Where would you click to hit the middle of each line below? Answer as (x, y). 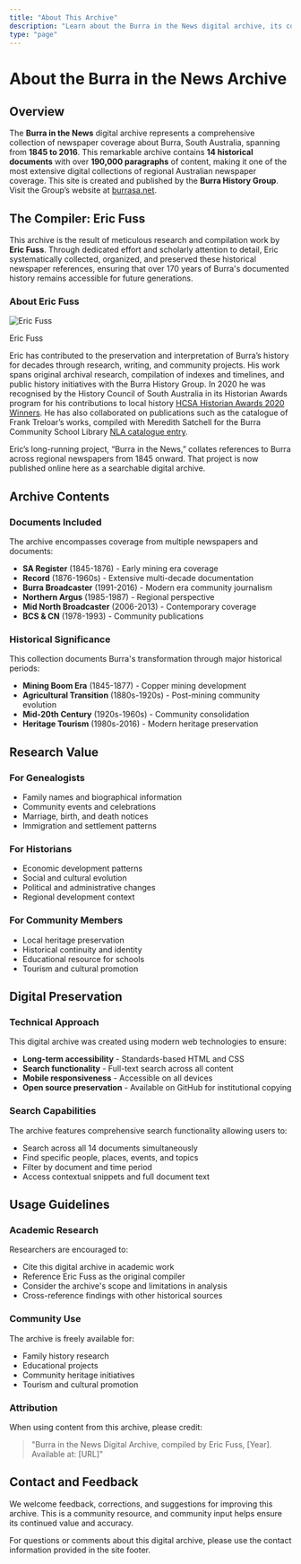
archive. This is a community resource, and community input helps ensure (146, 1513)
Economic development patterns (82, 869)
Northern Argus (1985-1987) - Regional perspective (118, 597)
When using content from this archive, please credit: (106, 1428)
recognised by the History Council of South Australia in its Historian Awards (149, 394)
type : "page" (34, 34)
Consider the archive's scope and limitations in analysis (125, 1286)
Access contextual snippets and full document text (116, 1177)
